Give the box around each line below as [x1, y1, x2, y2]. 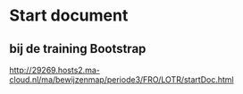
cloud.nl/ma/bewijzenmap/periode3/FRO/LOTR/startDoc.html [9, 74, 234, 85]
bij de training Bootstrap [9, 41, 147, 56]
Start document [9, 5, 129, 26]
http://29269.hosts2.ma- [9, 64, 100, 75]
